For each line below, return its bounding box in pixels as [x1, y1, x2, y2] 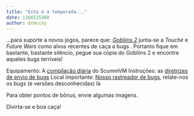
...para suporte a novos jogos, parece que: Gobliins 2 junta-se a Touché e [6, 37, 188, 44]
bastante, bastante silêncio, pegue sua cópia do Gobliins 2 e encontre [6, 49, 179, 56]
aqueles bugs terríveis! [6, 55, 63, 63]
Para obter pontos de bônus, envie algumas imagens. [6, 91, 138, 99]
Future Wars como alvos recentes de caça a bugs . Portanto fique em [6, 43, 178, 50]
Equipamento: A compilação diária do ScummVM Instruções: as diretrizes [6, 67, 188, 75]
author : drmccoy [6, 20, 47, 26]
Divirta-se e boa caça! [6, 103, 61, 111]
